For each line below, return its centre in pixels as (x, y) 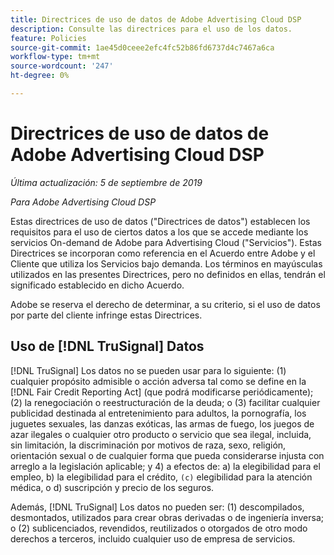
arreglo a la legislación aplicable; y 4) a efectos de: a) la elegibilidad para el (165, 466)
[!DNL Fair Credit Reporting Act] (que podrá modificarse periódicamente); (162, 392)
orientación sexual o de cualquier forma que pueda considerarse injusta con (167, 455)
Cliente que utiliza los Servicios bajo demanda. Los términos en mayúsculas (166, 263)
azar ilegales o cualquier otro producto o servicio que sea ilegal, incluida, (161, 434)
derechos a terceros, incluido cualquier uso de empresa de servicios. (153, 538)
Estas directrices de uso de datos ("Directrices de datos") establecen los (160, 221)
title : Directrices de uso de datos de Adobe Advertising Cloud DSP (156, 19)
